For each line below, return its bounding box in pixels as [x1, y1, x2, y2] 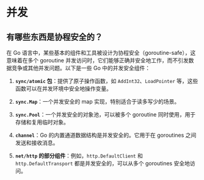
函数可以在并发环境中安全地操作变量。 [15, 85, 112, 92]
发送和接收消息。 [15, 139, 59, 146]
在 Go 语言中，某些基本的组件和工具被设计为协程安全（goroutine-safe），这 [6, 49, 196, 56]
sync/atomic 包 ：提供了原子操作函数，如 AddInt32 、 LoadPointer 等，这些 [15, 77, 199, 84]
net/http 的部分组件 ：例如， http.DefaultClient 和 [15, 152, 144, 159]
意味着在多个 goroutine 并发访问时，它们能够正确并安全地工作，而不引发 [6, 57, 189, 64]
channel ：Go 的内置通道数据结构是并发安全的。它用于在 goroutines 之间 [15, 132, 197, 139]
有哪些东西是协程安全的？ [6, 32, 103, 42]
